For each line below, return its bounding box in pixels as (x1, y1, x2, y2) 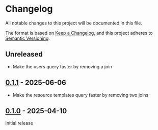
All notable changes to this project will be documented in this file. (5, 20, 143, 26)
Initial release (5, 120, 33, 126)
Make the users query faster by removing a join (12, 63, 112, 69)
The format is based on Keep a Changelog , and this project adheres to (5, 30, 153, 36)
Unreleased (5, 50, 43, 59)
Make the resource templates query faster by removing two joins (12, 92, 149, 98)
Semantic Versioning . (5, 35, 50, 41)
